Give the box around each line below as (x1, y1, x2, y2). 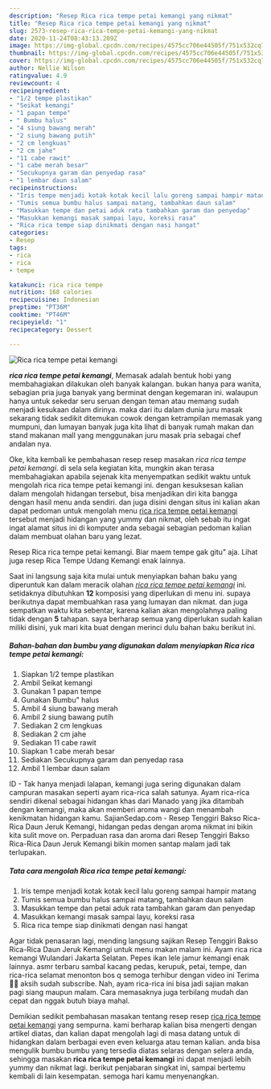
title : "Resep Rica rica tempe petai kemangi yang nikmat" (9, 19, 211, 27)
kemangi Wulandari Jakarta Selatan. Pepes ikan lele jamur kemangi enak (9, 953, 250, 963)
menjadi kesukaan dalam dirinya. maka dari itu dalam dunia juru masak (9, 404, 244, 415)
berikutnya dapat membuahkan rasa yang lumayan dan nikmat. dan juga (9, 596, 248, 606)
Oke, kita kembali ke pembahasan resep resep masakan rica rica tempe (9, 454, 247, 464)
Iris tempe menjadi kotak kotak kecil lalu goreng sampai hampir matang (20, 886, 257, 896)
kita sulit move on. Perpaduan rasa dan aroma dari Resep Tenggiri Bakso (9, 831, 250, 840)
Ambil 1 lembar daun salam (20, 764, 110, 773)
